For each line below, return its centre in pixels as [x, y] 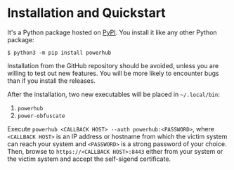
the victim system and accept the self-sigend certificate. [89, 159]
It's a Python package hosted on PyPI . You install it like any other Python [112, 32]
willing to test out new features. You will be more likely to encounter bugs [113, 73]
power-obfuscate [41, 116]
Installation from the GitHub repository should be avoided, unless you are [113, 65]
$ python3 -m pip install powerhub [59, 53]
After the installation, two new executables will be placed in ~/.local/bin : [113, 94]
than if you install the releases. [52, 80]
